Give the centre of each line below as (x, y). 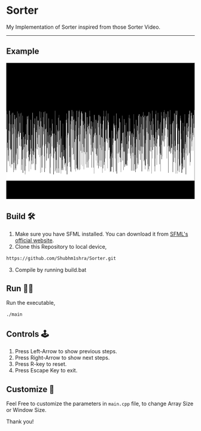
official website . (34, 240)
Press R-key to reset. (41, 364)
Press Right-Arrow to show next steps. (62, 358)
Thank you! (20, 421)
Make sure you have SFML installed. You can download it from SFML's (101, 234)
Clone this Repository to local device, (61, 246)
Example (23, 51)
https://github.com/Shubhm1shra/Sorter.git (61, 258)
